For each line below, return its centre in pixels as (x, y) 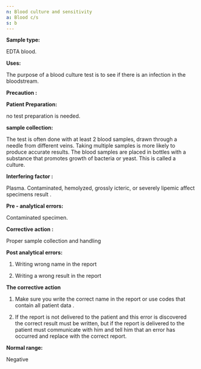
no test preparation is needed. (43, 116)
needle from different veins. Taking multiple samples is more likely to (91, 146)
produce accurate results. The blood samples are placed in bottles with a (96, 152)
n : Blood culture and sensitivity (49, 12)
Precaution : (22, 93)
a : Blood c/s (22, 17)
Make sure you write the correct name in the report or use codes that (100, 299)
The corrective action (33, 287)
